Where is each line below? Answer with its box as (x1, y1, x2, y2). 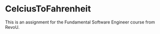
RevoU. (5, 24, 20, 30)
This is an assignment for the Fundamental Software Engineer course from (5, 19, 155, 25)
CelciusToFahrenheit (5, 3, 91, 14)
